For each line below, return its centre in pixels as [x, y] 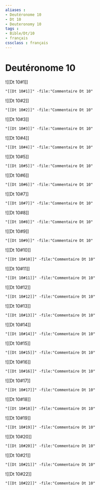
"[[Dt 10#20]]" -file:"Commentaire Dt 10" [50, 446]
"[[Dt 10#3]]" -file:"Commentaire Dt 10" [49, 129]
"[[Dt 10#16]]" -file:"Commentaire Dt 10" [50, 371]
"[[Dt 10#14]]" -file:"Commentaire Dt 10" [50, 334]
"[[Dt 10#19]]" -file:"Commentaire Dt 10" [50, 427]
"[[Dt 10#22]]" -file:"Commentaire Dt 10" [50, 483]
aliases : [16, 10]
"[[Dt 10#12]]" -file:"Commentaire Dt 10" [50, 297]
